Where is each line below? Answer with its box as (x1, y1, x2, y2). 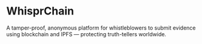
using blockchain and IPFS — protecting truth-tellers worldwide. (6, 30, 167, 37)
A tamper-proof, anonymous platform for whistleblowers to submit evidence (6, 24, 196, 31)
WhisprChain (6, 4, 75, 18)
